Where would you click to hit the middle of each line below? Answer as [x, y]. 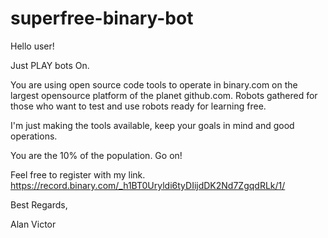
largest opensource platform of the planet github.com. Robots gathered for [164, 95]
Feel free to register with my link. [78, 174]
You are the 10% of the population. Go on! [96, 155]
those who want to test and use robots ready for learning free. [138, 106]
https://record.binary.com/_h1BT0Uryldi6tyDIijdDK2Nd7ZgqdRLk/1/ [148, 185]
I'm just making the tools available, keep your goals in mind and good [152, 125]
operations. [34, 136]
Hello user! [32, 46]
